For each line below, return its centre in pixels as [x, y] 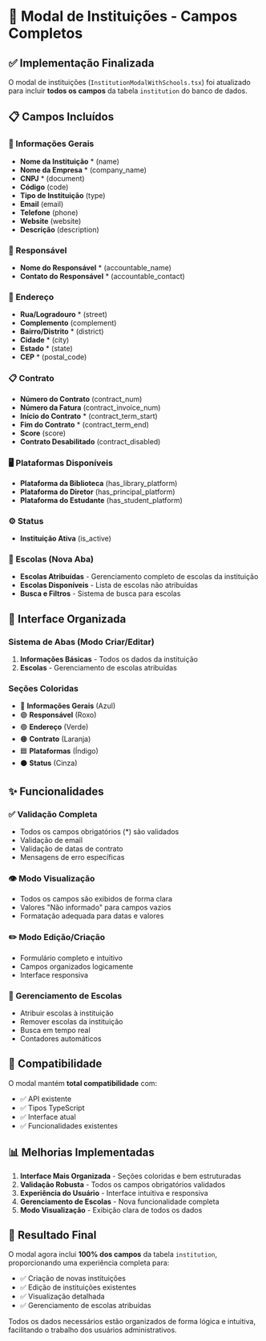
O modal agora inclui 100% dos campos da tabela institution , [113, 1254]
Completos [46, 33]
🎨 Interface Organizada [67, 619]
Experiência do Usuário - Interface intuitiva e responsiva [114, 1193]
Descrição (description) [60, 229]
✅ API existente [46, 1099]
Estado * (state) [46, 349]
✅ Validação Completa [53, 814]
